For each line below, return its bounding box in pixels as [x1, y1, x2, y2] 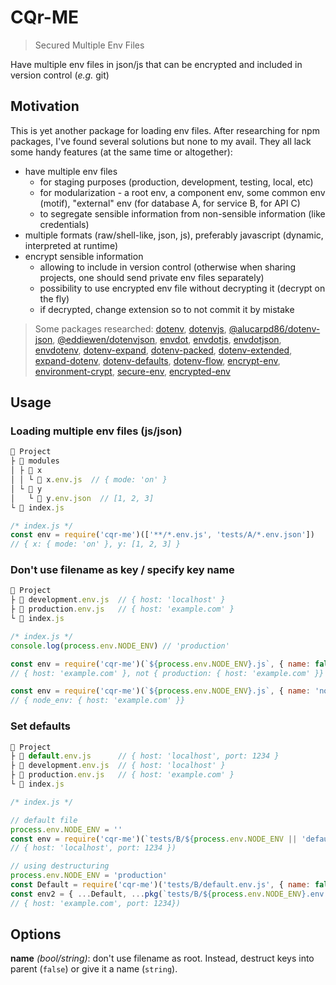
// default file [10, 815, 78, 825]
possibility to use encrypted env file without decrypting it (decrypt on [39, 282, 326, 294]
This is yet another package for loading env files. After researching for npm [10, 124, 320, 136]
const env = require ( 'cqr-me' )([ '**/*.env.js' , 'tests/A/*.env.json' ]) [10, 530, 315, 540]
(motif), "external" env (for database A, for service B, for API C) [39, 197, 301, 209]
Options [10, 926, 62, 943]
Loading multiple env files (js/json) [10, 424, 183, 438]
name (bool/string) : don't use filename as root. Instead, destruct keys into [10, 952, 315, 965]
